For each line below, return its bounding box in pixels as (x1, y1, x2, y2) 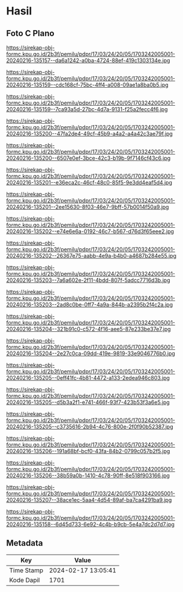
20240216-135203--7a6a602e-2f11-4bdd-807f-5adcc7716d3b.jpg (6, 276, 170, 284)
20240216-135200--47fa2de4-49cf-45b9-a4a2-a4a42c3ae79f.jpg (6, 130, 173, 137)
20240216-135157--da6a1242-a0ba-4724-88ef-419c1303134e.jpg (6, 57, 170, 64)
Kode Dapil (9, 576, 40, 584)
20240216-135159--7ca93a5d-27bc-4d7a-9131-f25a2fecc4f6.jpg (6, 106, 168, 112)
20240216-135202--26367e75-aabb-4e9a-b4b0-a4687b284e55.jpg (6, 252, 177, 259)
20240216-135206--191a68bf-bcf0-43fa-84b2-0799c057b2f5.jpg (6, 448, 170, 454)
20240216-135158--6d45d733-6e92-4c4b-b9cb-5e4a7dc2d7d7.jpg (6, 521, 175, 528)
